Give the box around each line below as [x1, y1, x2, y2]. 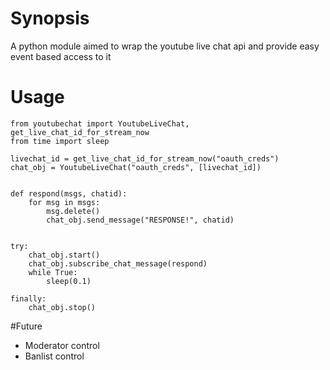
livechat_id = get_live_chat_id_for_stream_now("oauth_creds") [10, 153, 280, 164]
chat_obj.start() [28, 250, 101, 260]
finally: [10, 293, 47, 304]
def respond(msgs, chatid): [10, 188, 128, 199]
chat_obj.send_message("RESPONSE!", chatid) [46, 215, 235, 225]
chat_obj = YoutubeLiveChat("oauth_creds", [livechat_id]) [10, 162, 262, 172]
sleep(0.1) [46, 276, 92, 286]
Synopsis [10, 7, 90, 30]
